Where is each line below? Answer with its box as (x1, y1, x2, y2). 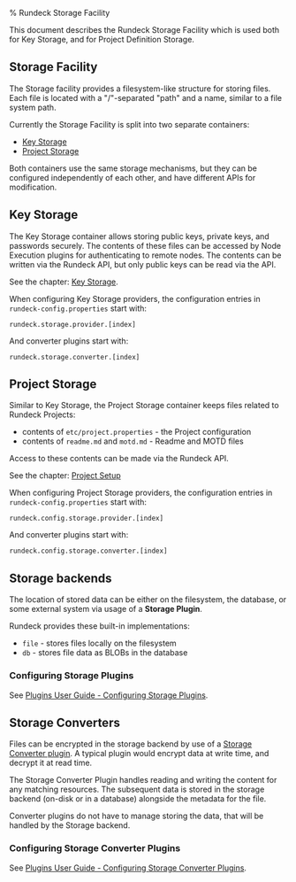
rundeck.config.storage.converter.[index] (9, 546, 168, 556)
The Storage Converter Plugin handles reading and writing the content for (9, 775, 277, 785)
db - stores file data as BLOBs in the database (21, 647, 188, 658)
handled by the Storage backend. (9, 820, 131, 831)
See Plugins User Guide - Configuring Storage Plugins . (9, 690, 209, 700)
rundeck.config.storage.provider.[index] (9, 514, 164, 523)
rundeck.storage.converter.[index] (9, 352, 140, 361)
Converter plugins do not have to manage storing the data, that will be (9, 810, 264, 822)
